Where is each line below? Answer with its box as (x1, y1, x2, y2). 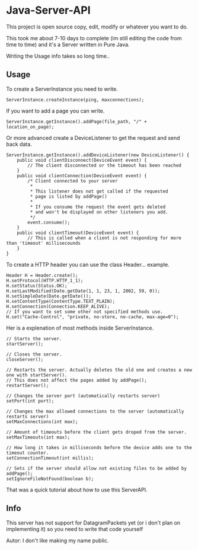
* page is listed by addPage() (30, 193, 108, 199)
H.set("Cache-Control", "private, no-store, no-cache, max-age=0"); (6, 314, 179, 320)
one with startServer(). (6, 372, 68, 378)
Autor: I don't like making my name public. (6, 537, 109, 544)
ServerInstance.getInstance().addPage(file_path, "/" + (6, 119, 147, 124)
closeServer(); (6, 356, 44, 362)
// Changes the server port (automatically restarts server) (6, 392, 161, 399)
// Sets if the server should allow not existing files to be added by (6, 465, 187, 471)
